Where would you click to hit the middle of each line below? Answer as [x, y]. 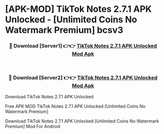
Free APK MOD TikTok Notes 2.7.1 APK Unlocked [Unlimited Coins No [75, 106]
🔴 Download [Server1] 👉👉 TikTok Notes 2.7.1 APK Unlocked [83, 46]
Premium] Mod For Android [33, 126]
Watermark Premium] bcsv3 [64, 30]
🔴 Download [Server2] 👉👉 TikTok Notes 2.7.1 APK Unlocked [83, 78]
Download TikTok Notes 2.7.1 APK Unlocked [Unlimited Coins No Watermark [82, 121]
